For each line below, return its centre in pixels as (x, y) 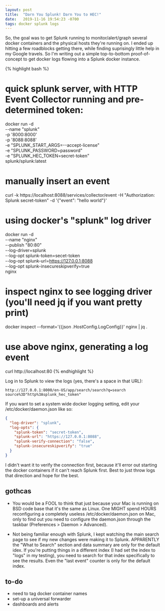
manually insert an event (58, 181)
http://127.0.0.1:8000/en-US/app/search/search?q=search (66, 390)
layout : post (19, 10)
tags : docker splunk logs (32, 24)
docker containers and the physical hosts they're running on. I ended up (79, 43)
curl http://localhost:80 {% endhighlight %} (49, 371)
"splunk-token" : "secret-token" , (49, 432)
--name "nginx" (21, 240)
